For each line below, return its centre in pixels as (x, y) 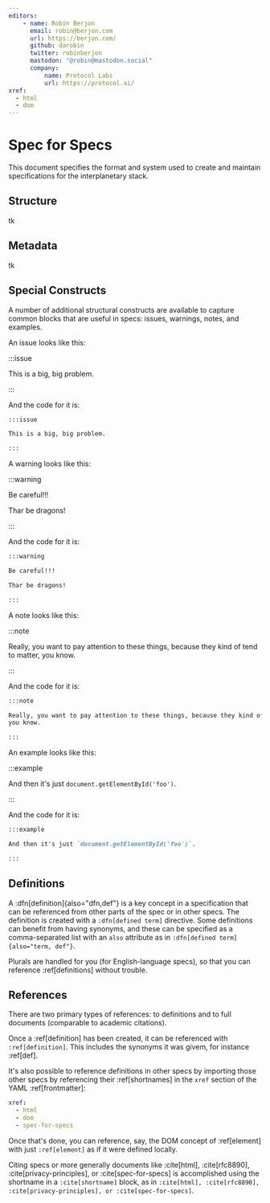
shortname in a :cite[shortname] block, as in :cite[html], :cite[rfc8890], (134, 1181)
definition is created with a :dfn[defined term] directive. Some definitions (131, 920)
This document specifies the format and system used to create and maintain (135, 168)
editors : (23, 16)
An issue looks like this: (47, 342)
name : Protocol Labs (78, 76)
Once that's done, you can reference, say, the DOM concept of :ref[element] (135, 1140)
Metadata (33, 246)
